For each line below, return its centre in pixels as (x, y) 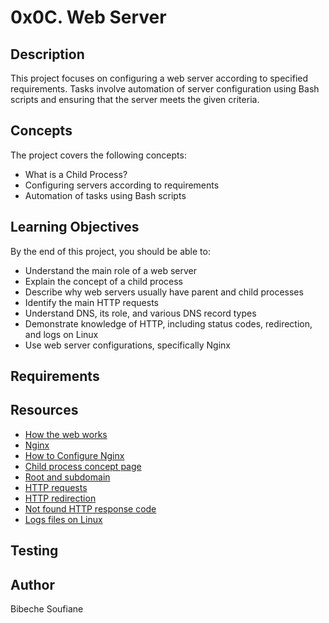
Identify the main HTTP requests (91, 302)
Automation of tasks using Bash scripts (105, 195)
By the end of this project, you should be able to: (110, 251)
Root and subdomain (67, 477)
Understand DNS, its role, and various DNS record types (140, 313)
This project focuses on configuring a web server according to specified (159, 78)
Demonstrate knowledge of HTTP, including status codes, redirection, (168, 323)
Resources (44, 410)
